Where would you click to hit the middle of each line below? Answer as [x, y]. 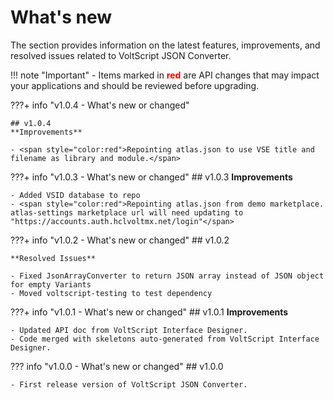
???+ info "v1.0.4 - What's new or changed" [100, 105]
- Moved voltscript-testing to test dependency [111, 293]
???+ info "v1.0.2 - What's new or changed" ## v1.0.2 [120, 240]
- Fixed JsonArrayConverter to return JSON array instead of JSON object [167, 276]
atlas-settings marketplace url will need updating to [127, 212]
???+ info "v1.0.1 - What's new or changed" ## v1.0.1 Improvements [149, 312]
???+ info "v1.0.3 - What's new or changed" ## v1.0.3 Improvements [151, 177]
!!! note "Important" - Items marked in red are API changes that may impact [165, 75]
